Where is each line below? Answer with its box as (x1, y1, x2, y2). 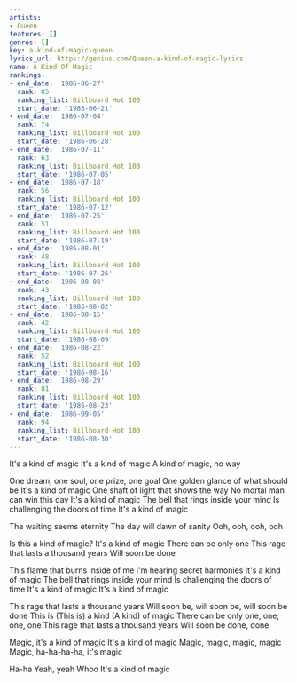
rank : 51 (17, 219, 50, 228)
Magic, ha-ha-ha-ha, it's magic (9, 647, 122, 657)
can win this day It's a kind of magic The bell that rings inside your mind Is (9, 495, 280, 505)
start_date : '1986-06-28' (17, 137, 113, 146)
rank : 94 (17, 417, 50, 426)
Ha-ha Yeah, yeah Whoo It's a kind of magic (9, 663, 170, 675)
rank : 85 (17, 87, 50, 96)
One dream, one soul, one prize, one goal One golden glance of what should (9, 476, 288, 487)
